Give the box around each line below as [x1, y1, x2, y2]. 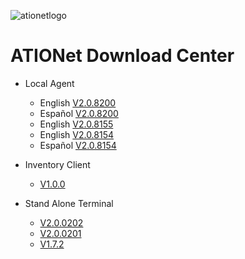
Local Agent [24, 77, 75, 89]
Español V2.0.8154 [39, 139, 117, 151]
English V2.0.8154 [39, 128, 115, 140]
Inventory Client [24, 158, 91, 170]
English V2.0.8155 [39, 118, 114, 130]
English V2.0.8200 [39, 96, 117, 109]
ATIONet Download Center [10, 45, 235, 67]
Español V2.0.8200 [39, 107, 119, 119]
